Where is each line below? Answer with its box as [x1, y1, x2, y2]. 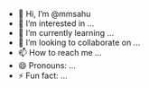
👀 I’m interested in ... [17, 18, 95, 29]
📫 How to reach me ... [17, 48, 102, 57]
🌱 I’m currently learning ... [17, 28, 115, 38]
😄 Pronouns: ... [17, 60, 77, 71]
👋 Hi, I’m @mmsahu [17, 9, 91, 19]
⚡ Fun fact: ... [17, 70, 68, 81]
